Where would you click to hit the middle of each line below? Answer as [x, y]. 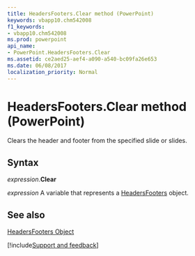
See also [26, 214]
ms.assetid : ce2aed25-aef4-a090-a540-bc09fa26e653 [82, 59]
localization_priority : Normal [53, 72]
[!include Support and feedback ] [53, 246]
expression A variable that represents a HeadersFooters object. [98, 193]
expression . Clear [32, 179]
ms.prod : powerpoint [37, 40]
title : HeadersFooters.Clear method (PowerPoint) [81, 14]
